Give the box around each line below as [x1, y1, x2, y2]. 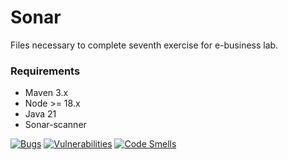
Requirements [10, 64, 81, 78]
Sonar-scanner [24, 119, 87, 131]
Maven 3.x [24, 87, 69, 99]
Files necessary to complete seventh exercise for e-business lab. [10, 39, 279, 51]
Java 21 [24, 108, 57, 120]
